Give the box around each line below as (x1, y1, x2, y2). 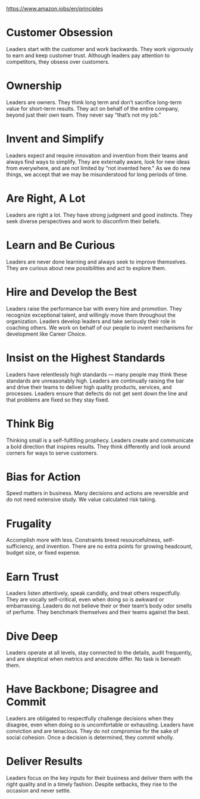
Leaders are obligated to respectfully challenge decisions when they (6, 715, 174, 722)
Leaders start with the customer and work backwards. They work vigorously (6, 45, 193, 52)
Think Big (6, 416, 54, 430)
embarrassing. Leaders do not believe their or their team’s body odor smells (6, 602, 192, 609)
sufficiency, (6, 543, 35, 550)
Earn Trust (6, 570, 59, 584)
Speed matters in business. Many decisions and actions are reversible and (6, 490, 189, 497)
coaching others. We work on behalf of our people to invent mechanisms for (6, 324, 193, 331)
